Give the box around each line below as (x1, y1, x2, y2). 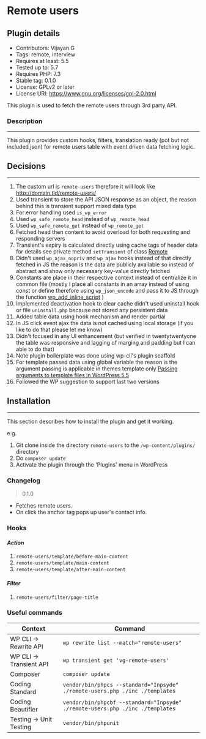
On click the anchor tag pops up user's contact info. (15, 509, 147, 516)
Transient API (10, 659, 49, 668)
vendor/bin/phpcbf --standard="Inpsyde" (62, 699, 182, 706)
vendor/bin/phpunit (62, 719, 120, 726)
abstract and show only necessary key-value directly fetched (15, 268, 170, 275)
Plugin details (7, 28, 61, 39)
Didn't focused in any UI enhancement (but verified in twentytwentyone (15, 332, 196, 340)
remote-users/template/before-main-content (15, 553, 129, 560)
